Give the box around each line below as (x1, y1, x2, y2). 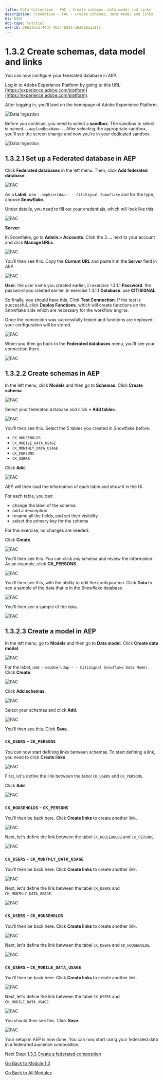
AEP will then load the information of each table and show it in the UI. (5, 484, 144, 489)
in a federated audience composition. (5, 1042, 80, 1047)
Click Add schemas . (5, 688, 46, 694)
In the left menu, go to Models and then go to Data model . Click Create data (5, 640, 159, 646)
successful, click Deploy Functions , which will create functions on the (5, 302, 146, 308)
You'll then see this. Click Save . (5, 726, 68, 732)
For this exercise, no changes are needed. (5, 527, 90, 533)
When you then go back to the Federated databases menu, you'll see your (5, 341, 155, 346)
